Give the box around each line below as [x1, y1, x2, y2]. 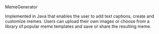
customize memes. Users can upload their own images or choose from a [5, 19, 150, 24]
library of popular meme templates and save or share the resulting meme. [5, 23, 151, 29]
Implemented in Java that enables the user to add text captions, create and [5, 13, 155, 19]
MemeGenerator [5, 4, 38, 10]
